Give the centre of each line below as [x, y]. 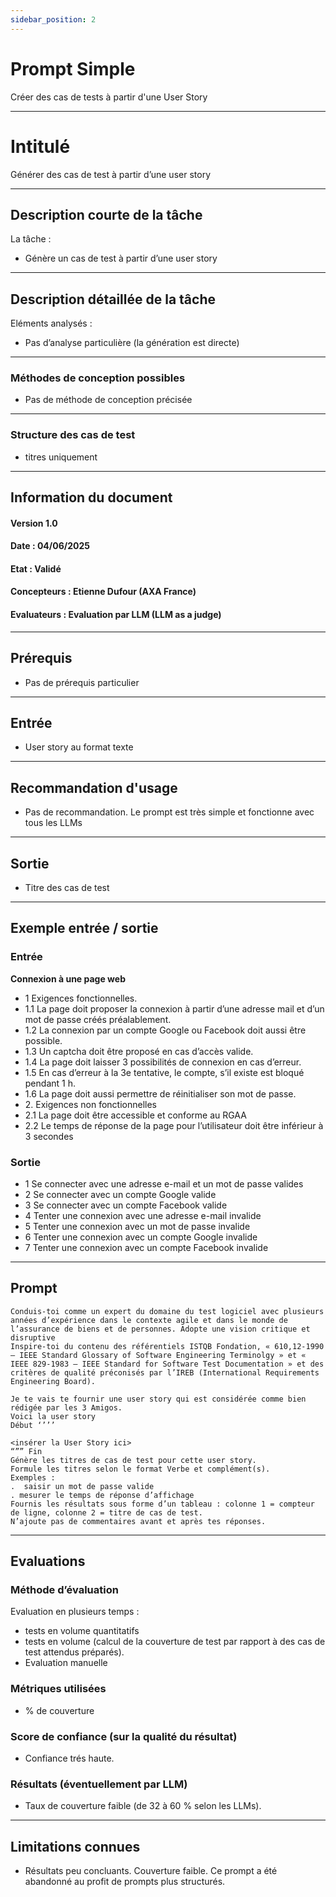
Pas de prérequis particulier [82, 682]
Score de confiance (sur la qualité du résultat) [124, 1736]
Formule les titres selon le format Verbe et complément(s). [140, 1469]
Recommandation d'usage [94, 787]
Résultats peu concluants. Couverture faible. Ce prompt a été [151, 1871]
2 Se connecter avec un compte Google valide [120, 1194]
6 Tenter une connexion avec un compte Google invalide [141, 1237]
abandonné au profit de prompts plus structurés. [125, 1882]
